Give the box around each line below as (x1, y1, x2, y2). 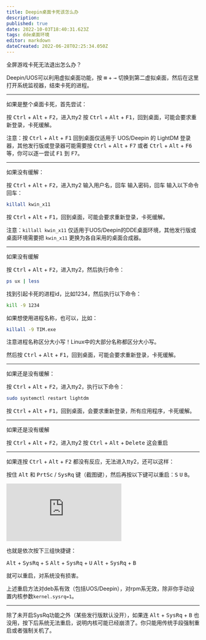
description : (6, 15, 40, 21)
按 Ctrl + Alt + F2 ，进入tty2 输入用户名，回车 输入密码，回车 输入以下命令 (6, 181, 199, 189)
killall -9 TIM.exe (6, 326, 56, 332)
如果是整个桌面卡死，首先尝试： (6, 100, 87, 107)
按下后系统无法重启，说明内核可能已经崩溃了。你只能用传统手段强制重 (22, 619, 200, 626)
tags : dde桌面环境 (6, 32, 50, 38)
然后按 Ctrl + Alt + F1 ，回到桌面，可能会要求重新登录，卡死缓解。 (6, 351, 180, 359)
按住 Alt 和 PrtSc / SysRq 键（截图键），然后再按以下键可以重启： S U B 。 (6, 471, 193, 478)
